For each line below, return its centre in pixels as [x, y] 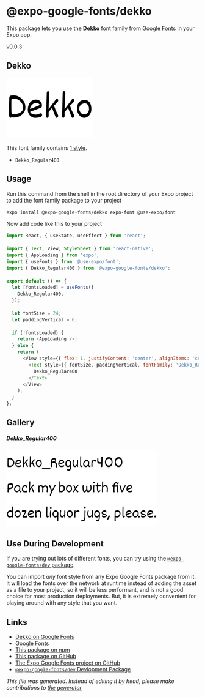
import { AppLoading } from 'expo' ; [53, 255]
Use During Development [55, 544]
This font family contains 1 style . [47, 147]
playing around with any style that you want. [62, 603]
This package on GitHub [45, 657]
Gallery [20, 423]
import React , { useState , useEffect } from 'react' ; [76, 236]
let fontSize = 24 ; [37, 313]
